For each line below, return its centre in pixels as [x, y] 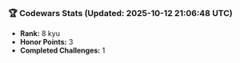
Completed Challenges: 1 [62, 50]
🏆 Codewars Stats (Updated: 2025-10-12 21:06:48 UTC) [121, 13]
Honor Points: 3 [46, 42]
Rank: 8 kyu [40, 33]
